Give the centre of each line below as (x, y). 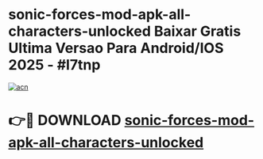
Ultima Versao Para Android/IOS (116, 48)
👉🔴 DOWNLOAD (65, 121)
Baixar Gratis (197, 31)
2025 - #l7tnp (54, 65)
